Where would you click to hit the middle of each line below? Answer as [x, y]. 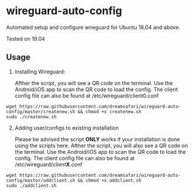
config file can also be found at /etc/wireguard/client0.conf [87, 95]
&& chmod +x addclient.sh [110, 180]
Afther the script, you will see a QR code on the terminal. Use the [94, 83]
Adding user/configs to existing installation [67, 128]
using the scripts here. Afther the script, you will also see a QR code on [101, 145]
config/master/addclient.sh [41, 180]
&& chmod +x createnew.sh [110, 111]
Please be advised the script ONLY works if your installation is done [97, 139]
